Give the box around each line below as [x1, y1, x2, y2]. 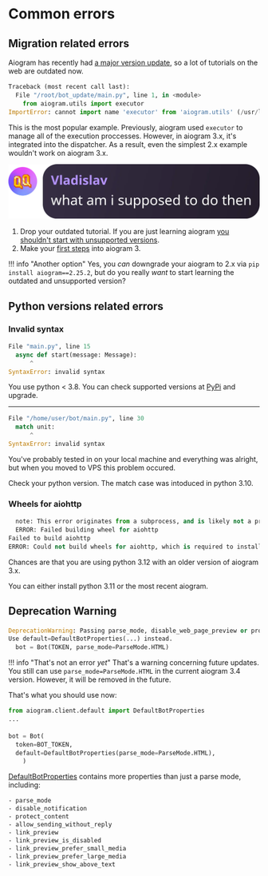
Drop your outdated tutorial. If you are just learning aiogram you [19, 227, 230, 237]
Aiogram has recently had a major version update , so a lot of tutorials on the [8, 58, 258, 67]
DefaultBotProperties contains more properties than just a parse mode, [8, 772, 242, 782]
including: [8, 780, 41, 790]
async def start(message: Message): [15, 351, 137, 359]
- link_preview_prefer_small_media [8, 845, 127, 853]
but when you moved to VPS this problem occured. [8, 463, 176, 472]
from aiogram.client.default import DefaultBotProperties [8, 707, 205, 715]
